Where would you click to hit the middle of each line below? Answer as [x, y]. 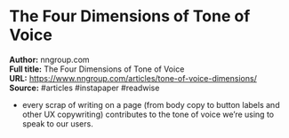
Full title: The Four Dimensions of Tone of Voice [97, 69]
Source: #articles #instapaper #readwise [84, 88]
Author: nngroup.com [50, 59]
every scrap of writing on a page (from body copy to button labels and [151, 104]
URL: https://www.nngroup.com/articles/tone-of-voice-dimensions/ [133, 78]
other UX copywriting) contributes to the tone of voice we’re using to [148, 114]
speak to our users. [57, 123]
